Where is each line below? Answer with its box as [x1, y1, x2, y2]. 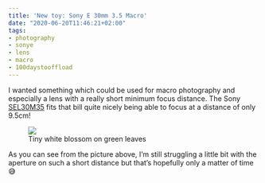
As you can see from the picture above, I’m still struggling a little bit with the [8, 149, 257, 159]
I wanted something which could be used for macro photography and [8, 85, 236, 95]
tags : [8, 26, 26, 34]
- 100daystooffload [8, 64, 73, 72]
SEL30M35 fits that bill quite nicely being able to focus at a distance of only [8, 102, 256, 111]
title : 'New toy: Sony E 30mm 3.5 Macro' [8, 11, 148, 20]
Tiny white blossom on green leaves [28, 134, 146, 143]
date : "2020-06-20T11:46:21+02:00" [8, 19, 127, 27]
